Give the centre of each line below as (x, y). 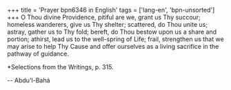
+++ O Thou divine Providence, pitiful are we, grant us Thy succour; (104, 17)
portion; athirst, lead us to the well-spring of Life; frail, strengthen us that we (115, 39)
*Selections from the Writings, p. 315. (60, 67)
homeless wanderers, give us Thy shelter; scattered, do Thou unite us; (108, 24)
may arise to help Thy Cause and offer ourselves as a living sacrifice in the (113, 46)
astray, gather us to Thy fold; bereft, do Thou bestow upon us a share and (112, 32)
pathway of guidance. (38, 54)
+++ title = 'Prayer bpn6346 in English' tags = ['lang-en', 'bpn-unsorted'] (111, 10)
